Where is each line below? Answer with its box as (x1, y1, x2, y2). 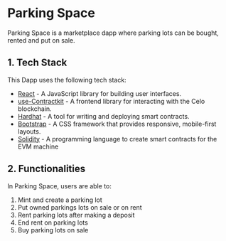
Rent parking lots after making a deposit (17, 210, 135, 219)
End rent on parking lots (17, 218, 89, 227)
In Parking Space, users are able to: (7, 181, 112, 190)
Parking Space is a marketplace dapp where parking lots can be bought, (7, 28, 219, 37)
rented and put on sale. (7, 36, 76, 44)
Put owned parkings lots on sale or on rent (17, 203, 142, 211)
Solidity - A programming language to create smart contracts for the (17, 134, 217, 143)
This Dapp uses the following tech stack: (7, 75, 127, 84)
